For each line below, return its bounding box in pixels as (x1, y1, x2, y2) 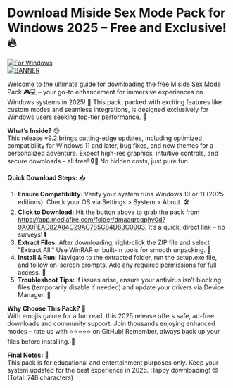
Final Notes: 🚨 (7, 351, 49, 359)
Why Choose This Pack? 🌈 (7, 304, 86, 313)
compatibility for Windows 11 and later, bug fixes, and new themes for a (7, 141, 214, 149)
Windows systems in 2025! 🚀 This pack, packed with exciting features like (7, 97, 222, 106)
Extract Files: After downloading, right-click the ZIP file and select (17, 238, 210, 246)
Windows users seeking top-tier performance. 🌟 (7, 113, 147, 121)
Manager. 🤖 (17, 290, 51, 299)
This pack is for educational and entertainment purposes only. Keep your (7, 358, 219, 367)
